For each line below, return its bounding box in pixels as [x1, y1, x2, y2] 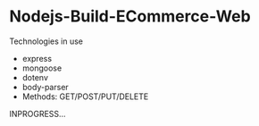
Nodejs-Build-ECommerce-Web [9, 6, 252, 27]
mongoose [21, 63, 63, 73]
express [21, 53, 52, 63]
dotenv [21, 71, 49, 82]
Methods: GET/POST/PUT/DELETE [21, 91, 149, 102]
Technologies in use [9, 36, 83, 46]
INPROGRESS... [9, 108, 66, 119]
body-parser [21, 81, 69, 92]
